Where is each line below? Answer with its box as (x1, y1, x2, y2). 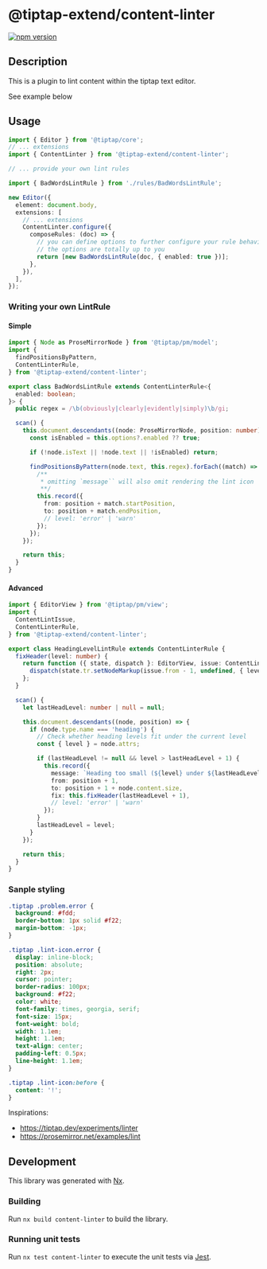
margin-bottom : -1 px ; (15, 924, 87, 932)
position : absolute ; (15, 961, 83, 969)
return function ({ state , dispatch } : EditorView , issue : (22, 659, 222, 668)
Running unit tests (8, 1234, 81, 1245)
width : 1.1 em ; (15, 1027, 62, 1036)
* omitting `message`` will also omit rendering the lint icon (40, 478, 254, 486)
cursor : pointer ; (15, 975, 73, 984)
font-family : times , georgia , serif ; (15, 1005, 141, 1013)
